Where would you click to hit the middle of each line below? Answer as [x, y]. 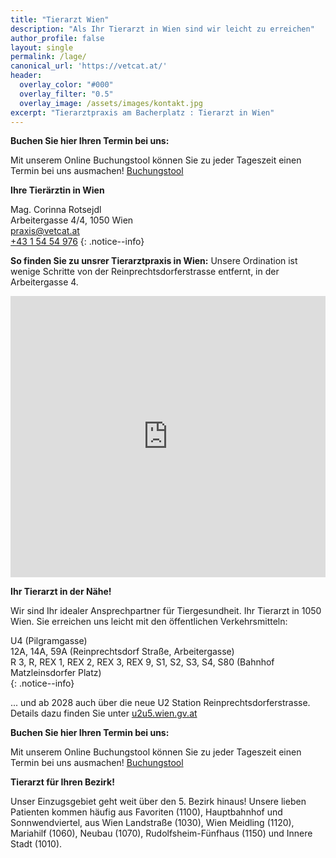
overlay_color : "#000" [66, 85]
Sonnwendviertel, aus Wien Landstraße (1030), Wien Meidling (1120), [152, 823]
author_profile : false [57, 38]
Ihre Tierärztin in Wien [57, 190]
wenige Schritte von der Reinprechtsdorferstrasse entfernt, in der [145, 272]
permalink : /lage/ [48, 57]
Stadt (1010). [36, 844]
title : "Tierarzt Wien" [60, 19]
